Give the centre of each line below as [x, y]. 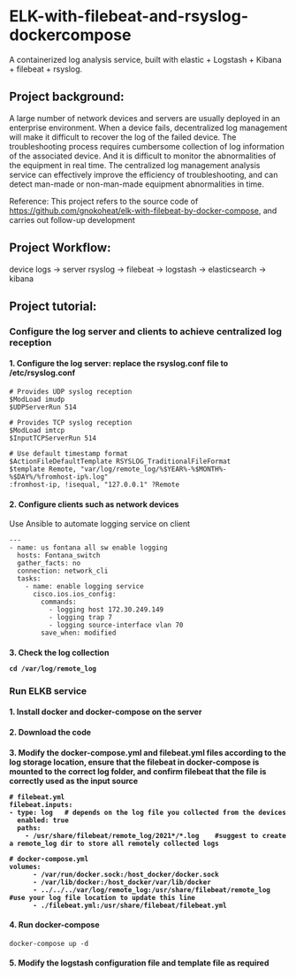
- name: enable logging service [84, 587]
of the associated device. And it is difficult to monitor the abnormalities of [143, 156]
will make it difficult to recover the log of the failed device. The [123, 137]
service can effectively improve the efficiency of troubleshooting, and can [144, 174]
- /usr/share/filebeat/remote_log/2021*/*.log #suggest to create [156, 835]
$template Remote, [43, 469]
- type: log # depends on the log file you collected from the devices [148, 812]
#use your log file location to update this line [102, 897]
